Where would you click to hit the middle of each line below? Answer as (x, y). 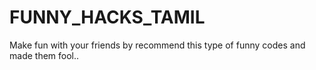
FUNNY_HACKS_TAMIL (107, 17)
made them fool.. (44, 55)
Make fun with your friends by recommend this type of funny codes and (157, 45)
